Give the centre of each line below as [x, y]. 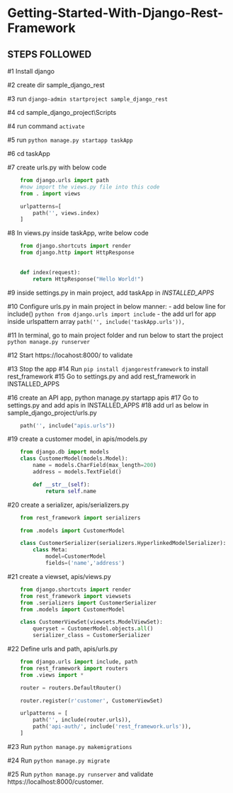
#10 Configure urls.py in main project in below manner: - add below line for [116, 306]
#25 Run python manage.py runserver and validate [80, 774]
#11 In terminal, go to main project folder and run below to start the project [115, 335]
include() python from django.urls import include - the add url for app [112, 314]
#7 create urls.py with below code [57, 167]
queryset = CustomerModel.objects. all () [93, 629]
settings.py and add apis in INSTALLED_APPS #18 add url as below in [108, 405]
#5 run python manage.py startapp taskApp [70, 140]
